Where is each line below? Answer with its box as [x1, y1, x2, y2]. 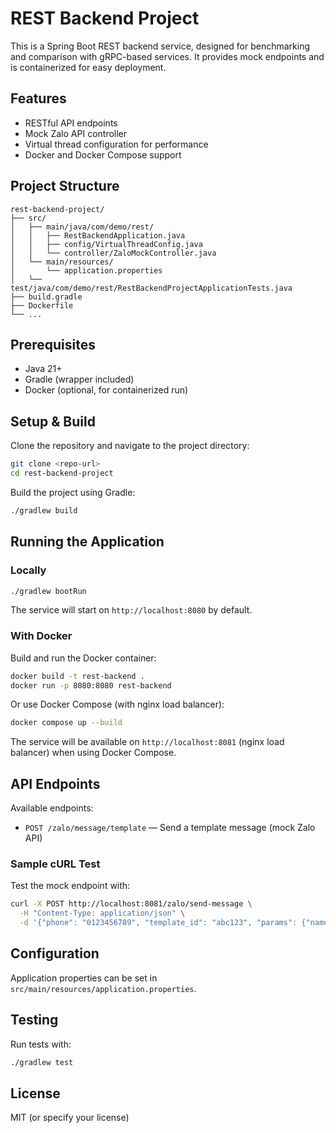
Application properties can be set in [10, 972, 158, 984]
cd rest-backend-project [10, 468, 114, 479]
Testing [10, 1012, 59, 1029]
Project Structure [10, 178, 120, 195]
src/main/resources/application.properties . [10, 982, 197, 994]
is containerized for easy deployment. [10, 61, 167, 73]
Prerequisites [10, 336, 96, 353]
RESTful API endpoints [24, 117, 118, 129]
